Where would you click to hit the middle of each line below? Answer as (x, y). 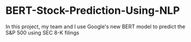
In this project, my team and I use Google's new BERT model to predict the (95, 26)
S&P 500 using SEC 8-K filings (43, 32)
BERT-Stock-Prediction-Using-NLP (93, 11)
